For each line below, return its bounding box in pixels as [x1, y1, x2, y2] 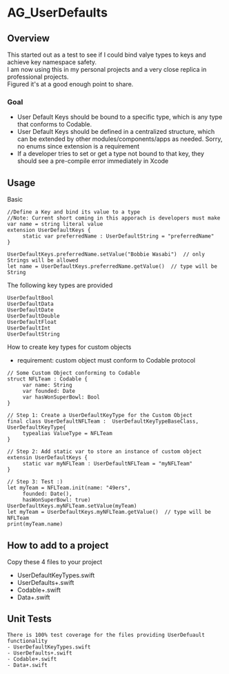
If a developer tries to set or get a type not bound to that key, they [17, 150, 205, 158]
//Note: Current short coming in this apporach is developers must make [7, 215, 221, 222]
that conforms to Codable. [17, 120, 92, 128]
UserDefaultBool [7, 295, 54, 302]
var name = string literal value [7, 221, 103, 228]
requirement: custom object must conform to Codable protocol [17, 356, 195, 365]
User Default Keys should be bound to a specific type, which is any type [17, 113, 223, 122]
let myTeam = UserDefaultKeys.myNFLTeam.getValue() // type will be [7, 509, 212, 516]
